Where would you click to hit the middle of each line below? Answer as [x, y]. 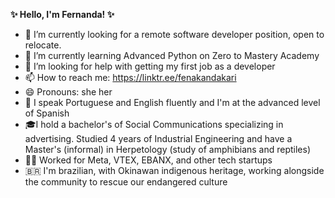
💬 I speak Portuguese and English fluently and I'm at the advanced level [172, 102]
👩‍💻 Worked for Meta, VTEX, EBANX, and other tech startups [148, 160]
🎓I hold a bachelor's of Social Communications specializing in [154, 124]
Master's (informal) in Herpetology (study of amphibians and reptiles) [168, 149]
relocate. [43, 45]
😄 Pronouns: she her [68, 92]
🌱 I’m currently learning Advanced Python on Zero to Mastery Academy [172, 55]
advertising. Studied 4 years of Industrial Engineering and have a [158, 138]
